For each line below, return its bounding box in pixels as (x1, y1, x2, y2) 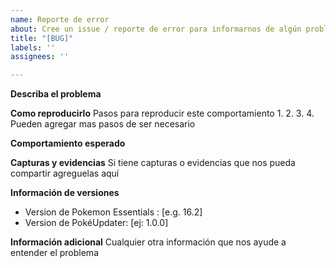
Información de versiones (10, 187, 120, 199)
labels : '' (10, 42, 56, 53)
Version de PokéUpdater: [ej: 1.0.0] (24, 217, 169, 229)
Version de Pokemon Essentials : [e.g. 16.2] (24, 206, 203, 218)
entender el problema (10, 247, 99, 259)
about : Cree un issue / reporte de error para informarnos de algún (10, 24, 302, 34)
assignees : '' (10, 52, 70, 62)
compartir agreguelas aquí (10, 167, 120, 180)
